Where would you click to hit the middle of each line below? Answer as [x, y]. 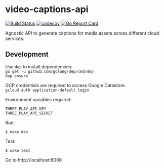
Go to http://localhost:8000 [34, 160]
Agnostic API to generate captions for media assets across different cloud [82, 33]
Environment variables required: [38, 99]
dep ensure [17, 76]
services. [15, 38]
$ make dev [17, 132]
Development [27, 54]
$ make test [18, 150]
